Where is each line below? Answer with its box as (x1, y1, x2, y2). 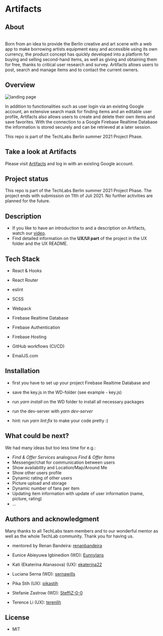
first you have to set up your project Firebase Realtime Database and (12, 379, 150, 386)
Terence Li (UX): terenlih (12, 599, 62, 605)
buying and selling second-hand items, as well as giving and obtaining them (5, 57, 157, 62)
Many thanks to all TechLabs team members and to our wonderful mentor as (5, 528, 158, 534)
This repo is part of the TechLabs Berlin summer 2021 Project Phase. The (5, 188, 152, 194)
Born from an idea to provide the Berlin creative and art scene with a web (5, 41, 152, 47)
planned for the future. (5, 198, 50, 204)
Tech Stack (5, 255, 40, 263)
